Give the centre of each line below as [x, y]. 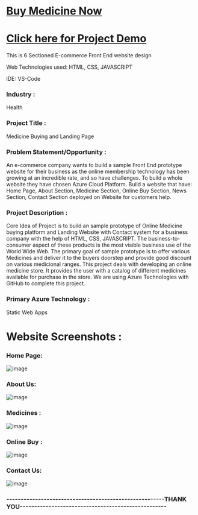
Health [14, 107]
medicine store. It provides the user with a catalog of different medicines [96, 271]
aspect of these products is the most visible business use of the [112, 245]
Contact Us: [24, 470]
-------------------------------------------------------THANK [97, 499]
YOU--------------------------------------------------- [87, 507]
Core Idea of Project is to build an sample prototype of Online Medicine [94, 226]
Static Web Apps [27, 312]
